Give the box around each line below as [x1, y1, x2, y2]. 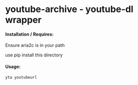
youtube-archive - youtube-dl [5, 4, 134, 15]
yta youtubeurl [5, 74, 37, 80]
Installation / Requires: [5, 31, 54, 37]
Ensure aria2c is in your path [5, 42, 65, 48]
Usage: [5, 63, 21, 69]
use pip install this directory [5, 52, 63, 58]
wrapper [5, 14, 42, 26]
